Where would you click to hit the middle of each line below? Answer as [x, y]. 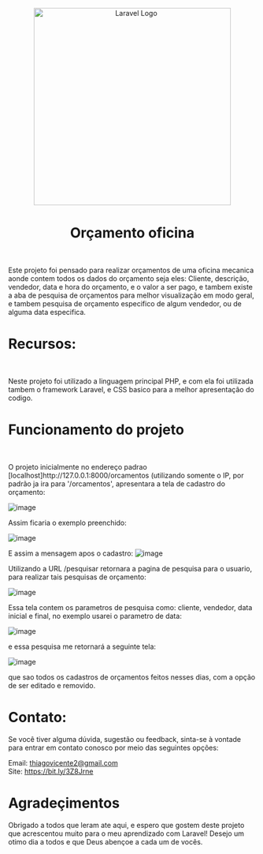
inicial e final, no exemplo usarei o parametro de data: [95, 616]
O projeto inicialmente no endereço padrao [78, 466]
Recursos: [42, 344]
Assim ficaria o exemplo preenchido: [68, 523]
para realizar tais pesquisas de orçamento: [78, 577]
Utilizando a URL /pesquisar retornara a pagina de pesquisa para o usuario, [130, 568]
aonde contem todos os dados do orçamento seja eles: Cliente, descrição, [129, 278]
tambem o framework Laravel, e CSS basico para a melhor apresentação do [131, 389]
